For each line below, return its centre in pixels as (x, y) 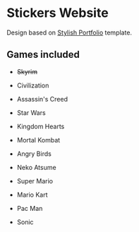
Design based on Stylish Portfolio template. (69, 32)
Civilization (33, 85)
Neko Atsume (37, 167)
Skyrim (27, 71)
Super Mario (35, 181)
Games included (43, 55)
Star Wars (31, 112)
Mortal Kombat (38, 140)
